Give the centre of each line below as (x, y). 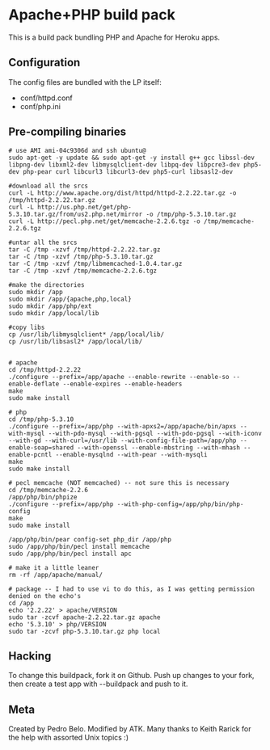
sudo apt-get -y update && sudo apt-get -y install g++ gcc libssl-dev (131, 158)
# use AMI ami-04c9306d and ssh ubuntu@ (78, 150)
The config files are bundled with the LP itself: (85, 82)
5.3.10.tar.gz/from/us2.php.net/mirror (76, 214)
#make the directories (46, 284)
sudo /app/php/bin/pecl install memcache (79, 546)
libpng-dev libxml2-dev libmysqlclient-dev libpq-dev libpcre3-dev (124, 164)
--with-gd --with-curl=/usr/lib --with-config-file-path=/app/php (122, 440)
